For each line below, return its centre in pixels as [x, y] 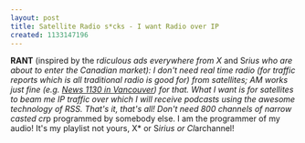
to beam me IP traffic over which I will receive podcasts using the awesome [153, 99]
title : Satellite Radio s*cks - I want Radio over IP [115, 26]
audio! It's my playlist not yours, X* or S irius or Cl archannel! [123, 128]
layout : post [35, 18]
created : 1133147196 [50, 35]
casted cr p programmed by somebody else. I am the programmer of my [146, 118]
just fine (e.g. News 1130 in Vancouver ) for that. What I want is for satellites [152, 90]
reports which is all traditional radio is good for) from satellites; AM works [149, 80]
